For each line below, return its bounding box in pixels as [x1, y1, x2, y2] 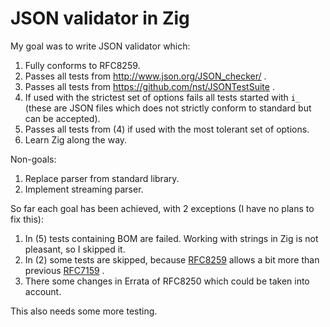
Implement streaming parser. [24, 183, 144, 195]
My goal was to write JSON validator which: [10, 40, 191, 52]
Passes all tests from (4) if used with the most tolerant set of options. [24, 123, 310, 135]
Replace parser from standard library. [24, 172, 180, 184]
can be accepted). [24, 112, 101, 124]
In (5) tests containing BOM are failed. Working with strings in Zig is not [24, 232, 319, 244]
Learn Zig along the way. [24, 133, 128, 146]
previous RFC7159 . [24, 264, 105, 276]
